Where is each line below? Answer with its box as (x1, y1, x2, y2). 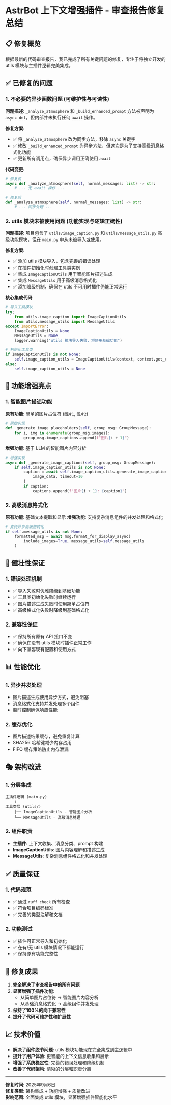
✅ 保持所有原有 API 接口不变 (12, 634, 72, 640)
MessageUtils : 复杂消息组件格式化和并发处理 (12, 853, 108, 859)
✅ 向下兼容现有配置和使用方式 (12, 646, 76, 653)
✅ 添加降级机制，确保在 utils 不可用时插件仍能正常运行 (12, 284, 127, 290)
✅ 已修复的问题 (5, 79, 53, 87)
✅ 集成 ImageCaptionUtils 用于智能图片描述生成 (12, 271, 113, 277)
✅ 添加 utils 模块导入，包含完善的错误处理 (12, 258, 101, 265)
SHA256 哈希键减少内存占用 (12, 740, 72, 746)
